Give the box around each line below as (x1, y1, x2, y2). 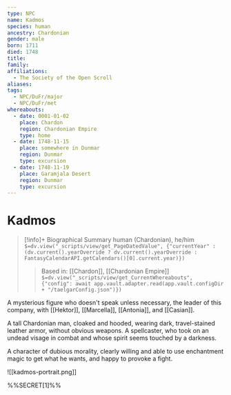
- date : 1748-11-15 (13, 139, 70, 145)
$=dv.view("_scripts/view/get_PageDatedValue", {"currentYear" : (23, 243, 216, 250)
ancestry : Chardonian (7, 29, 70, 37)
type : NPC (7, 10, 36, 17)
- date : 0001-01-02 (13, 112, 70, 119)
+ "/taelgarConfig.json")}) (41, 287, 122, 294)
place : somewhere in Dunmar (19, 145, 100, 152)
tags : (7, 87, 23, 94)
